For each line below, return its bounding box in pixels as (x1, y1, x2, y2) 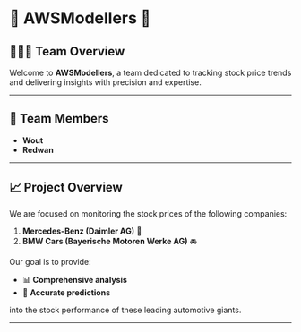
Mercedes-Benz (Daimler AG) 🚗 (21, 226, 142, 236)
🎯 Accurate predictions (21, 286, 110, 298)
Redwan (21, 144, 54, 155)
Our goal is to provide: (9, 256, 91, 267)
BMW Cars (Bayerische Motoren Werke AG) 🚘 (21, 235, 197, 246)
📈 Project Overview (9, 180, 123, 195)
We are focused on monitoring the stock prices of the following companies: (9, 208, 288, 218)
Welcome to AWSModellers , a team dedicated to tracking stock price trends (9, 67, 292, 78)
